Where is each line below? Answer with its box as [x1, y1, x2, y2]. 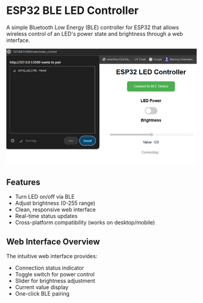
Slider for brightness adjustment [14, 277, 95, 284]
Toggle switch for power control [14, 270, 95, 278]
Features [6, 177, 40, 187]
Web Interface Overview [6, 236, 100, 247]
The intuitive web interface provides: [6, 252, 98, 259]
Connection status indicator [14, 264, 85, 271]
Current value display [14, 283, 69, 291]
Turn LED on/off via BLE [14, 193, 75, 201]
